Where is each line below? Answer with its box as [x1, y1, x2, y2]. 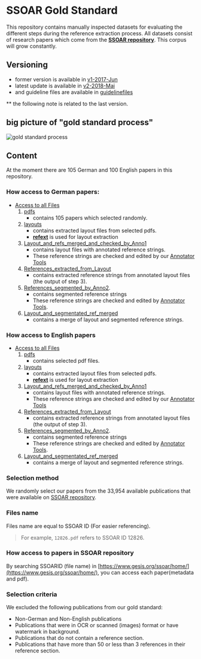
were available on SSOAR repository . [6, 494, 97, 501]
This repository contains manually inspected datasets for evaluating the [6, 23, 182, 31]
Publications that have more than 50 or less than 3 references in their [14, 641, 185, 648]
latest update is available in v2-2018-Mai [14, 82, 115, 89]
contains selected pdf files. [32, 357, 100, 364]
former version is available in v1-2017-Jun [14, 75, 118, 83]
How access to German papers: [6, 188, 100, 196]
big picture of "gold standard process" [6, 117, 154, 127]
